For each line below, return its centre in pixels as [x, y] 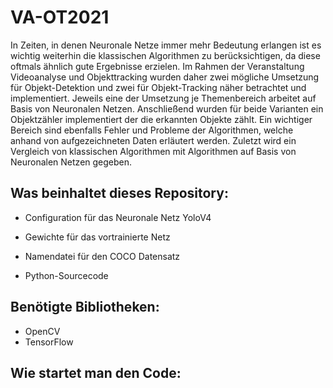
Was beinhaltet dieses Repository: [119, 193]
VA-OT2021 [60, 17]
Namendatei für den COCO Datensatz [102, 256]
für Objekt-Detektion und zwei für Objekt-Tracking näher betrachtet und [158, 87]
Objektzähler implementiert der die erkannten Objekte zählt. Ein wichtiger [161, 119]
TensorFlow [49, 342]
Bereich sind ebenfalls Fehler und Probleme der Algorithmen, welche [152, 130]
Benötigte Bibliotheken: [85, 307]
